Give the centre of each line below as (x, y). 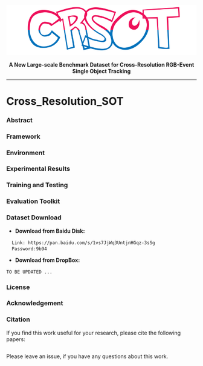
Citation (18, 319)
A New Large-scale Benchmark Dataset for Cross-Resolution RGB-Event (101, 64)
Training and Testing (37, 185)
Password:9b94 (29, 249)
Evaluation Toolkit (33, 201)
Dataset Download (34, 218)
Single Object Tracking (101, 71)
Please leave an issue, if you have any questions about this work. (87, 356)
